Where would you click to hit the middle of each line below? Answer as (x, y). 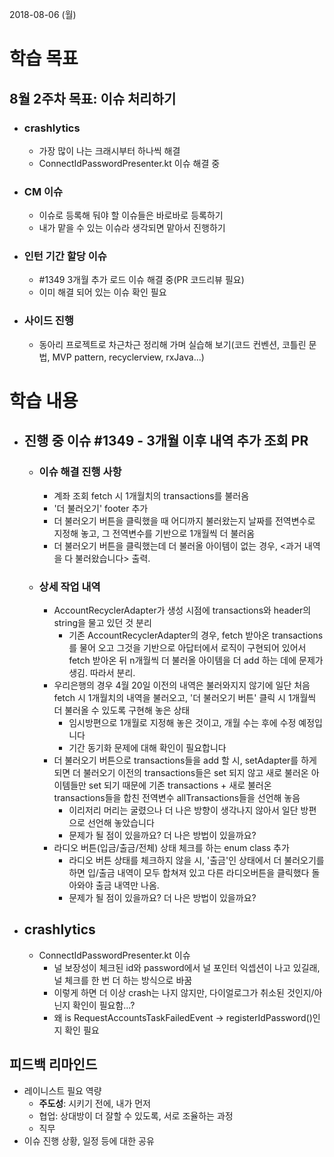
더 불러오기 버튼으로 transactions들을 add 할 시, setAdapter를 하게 (185, 760)
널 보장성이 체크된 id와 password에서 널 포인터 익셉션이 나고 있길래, (187, 967)
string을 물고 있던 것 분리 (102, 622)
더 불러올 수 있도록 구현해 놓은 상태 (122, 710)
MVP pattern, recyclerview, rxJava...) (128, 357)
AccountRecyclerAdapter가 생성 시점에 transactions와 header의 (182, 610)
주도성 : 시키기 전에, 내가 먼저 (94, 1103)
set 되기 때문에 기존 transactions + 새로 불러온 (180, 785)
